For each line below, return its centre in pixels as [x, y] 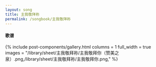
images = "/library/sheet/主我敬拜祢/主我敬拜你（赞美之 [62, 53]
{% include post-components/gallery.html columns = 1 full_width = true [78, 47]
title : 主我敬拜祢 [22, 14]
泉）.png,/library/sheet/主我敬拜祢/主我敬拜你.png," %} [62, 59]
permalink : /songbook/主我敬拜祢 [38, 19]
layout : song [19, 10]
